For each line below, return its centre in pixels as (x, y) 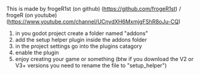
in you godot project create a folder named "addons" (81, 33)
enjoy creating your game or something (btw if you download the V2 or (104, 59)
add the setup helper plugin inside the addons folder (81, 40)
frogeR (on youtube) (32, 15)
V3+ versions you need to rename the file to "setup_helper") (91, 65)
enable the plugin (37, 53)
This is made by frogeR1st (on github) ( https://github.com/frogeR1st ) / (94, 9)
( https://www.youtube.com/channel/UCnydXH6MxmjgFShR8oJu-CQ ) (94, 21)
